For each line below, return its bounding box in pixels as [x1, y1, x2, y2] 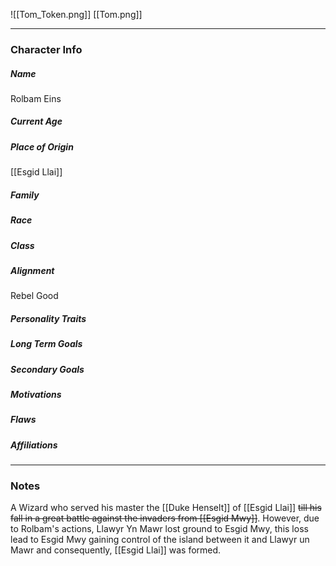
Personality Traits [10, 312, 87, 324]
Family [10, 189, 40, 201]
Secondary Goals [10, 363, 85, 375]
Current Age [10, 115, 63, 128]
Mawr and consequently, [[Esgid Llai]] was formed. [10, 544, 222, 556]
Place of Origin [10, 140, 74, 153]
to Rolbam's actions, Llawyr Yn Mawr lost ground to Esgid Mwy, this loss [10, 523, 309, 535]
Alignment [10, 264, 55, 276]
